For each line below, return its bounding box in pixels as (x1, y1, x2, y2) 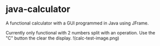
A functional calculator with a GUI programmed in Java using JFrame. (5, 20, 149, 26)
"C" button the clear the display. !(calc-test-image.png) (5, 35, 119, 41)
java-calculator (5, 3, 70, 15)
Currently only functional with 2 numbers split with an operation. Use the (5, 29, 155, 35)
